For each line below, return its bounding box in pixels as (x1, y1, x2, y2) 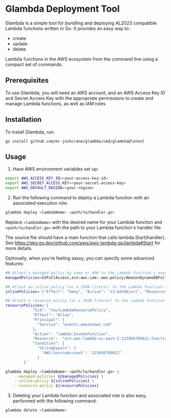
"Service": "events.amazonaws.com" (37, 322, 113, 327)
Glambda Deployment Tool (5, 3, 120, 15)
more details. (5, 245, 33, 251)
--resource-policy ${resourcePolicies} (14, 383, 99, 388)
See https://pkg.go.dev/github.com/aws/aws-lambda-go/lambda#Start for (5, 240, 161, 246)
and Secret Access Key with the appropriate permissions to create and (5, 95, 154, 101)
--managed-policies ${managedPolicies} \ (14, 374, 103, 379)
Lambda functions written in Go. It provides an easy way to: (5, 25, 130, 31)
